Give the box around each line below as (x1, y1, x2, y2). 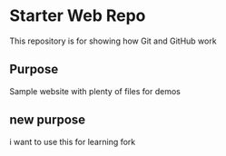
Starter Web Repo (9, 5, 146, 26)
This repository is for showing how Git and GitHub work (9, 35, 217, 46)
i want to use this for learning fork (9, 136, 136, 147)
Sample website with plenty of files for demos (9, 85, 182, 96)
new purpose (9, 112, 86, 128)
